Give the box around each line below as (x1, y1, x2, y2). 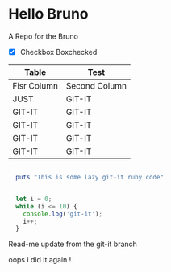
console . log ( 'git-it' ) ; (23, 210, 103, 218)
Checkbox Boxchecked (19, 47, 98, 56)
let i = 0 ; (15, 195, 52, 203)
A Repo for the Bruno (8, 31, 79, 41)
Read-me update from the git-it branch (8, 239, 137, 249)
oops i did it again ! (8, 255, 72, 265)
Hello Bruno (8, 5, 89, 23)
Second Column (65, 80, 127, 91)
